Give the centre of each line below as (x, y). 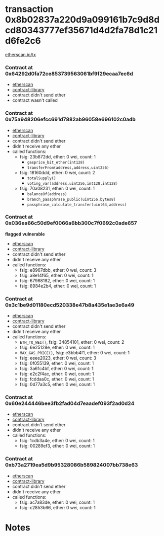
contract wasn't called (35, 100)
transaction (29, 9)
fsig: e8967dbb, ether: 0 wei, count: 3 (58, 270)
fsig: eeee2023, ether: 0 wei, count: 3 (58, 358)
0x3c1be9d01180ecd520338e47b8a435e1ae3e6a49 (70, 305)
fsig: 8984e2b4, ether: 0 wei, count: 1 (58, 286)
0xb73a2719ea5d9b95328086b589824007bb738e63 (72, 465)
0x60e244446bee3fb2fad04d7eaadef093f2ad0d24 (70, 403)
